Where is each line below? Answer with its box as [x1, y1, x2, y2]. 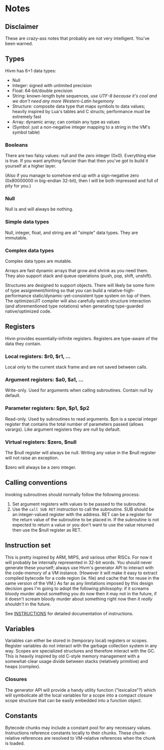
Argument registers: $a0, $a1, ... [5, 376, 84, 383]
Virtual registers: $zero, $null [5, 439, 77, 445]
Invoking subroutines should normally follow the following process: [5, 492, 140, 497]
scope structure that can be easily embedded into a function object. [5, 697, 142, 703]
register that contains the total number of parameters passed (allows [5, 421, 143, 427]
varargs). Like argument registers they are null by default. [5, 426, 121, 432]
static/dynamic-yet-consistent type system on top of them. [32, 293, 152, 299]
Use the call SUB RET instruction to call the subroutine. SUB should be [12, 506, 154, 512]
